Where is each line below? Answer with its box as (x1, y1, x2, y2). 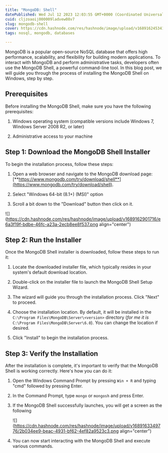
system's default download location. (12, 269, 87, 276)
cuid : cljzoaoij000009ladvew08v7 (5, 17, 75, 22)
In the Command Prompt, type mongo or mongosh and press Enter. (12, 393, 144, 399)
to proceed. (12, 299, 36, 306)
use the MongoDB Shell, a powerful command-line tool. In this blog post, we (5, 65, 162, 71)
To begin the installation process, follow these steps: (5, 161, 113, 167)
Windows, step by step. (5, 76, 54, 81)
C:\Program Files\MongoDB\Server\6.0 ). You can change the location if (12, 320, 158, 326)
